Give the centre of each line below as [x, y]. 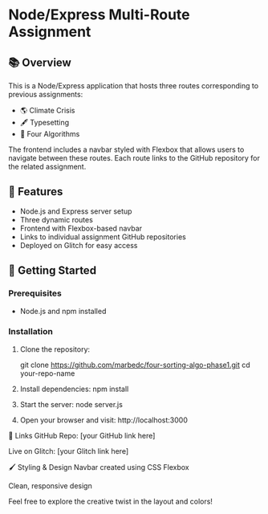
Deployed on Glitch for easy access [79, 245]
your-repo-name [47, 373]
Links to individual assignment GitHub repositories [103, 237]
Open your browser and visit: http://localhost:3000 [104, 420]
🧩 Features [36, 192]
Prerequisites [35, 293]
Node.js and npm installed [63, 311]
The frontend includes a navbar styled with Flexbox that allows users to [126, 149]
